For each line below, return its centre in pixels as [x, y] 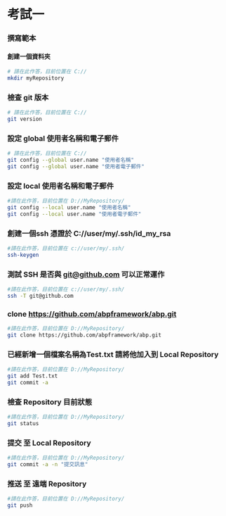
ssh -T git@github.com [40, 296]
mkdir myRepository [36, 78]
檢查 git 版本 [28, 97]
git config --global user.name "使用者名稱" [71, 160]
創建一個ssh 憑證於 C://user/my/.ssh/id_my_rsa [89, 233]
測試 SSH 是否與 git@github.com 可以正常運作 [86, 274]
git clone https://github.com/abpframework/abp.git [84, 335]
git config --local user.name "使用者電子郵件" [74, 214]
